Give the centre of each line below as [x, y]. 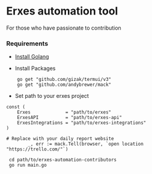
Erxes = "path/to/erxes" [64, 112]
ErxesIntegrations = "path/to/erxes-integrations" [82, 123]
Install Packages [35, 68]
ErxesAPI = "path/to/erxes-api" [69, 118]
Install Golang [32, 57]
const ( [16, 107]
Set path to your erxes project [52, 96]
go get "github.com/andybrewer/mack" [64, 85]
